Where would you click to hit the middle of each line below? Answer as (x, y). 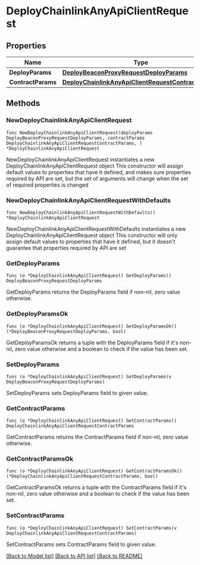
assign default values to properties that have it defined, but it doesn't (91, 241)
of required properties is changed (47, 185)
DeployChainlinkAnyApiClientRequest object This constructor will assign (95, 166)
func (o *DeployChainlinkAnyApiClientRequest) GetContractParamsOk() (94, 471)
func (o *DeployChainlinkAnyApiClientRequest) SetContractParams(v (92, 528)
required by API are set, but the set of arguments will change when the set (97, 178)
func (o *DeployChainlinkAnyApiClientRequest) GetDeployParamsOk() (92, 326)
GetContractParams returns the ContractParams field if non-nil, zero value (97, 437)
